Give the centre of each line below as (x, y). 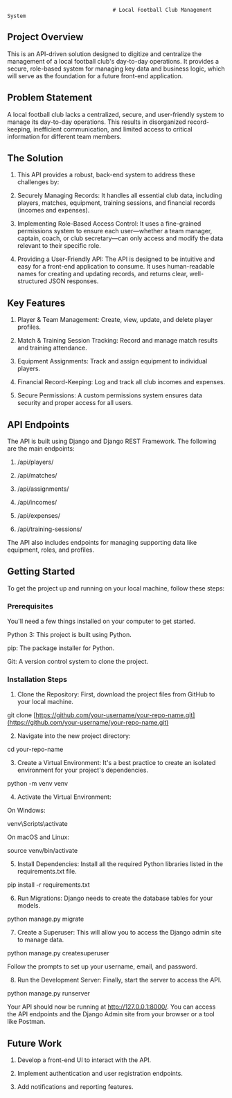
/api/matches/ (37, 476)
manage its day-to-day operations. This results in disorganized (97, 122)
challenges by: (38, 182)
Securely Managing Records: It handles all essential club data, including (120, 196)
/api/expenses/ (39, 516)
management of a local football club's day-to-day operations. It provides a (113, 61)
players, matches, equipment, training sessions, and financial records (116, 203)
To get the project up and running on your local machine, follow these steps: (116, 588)
